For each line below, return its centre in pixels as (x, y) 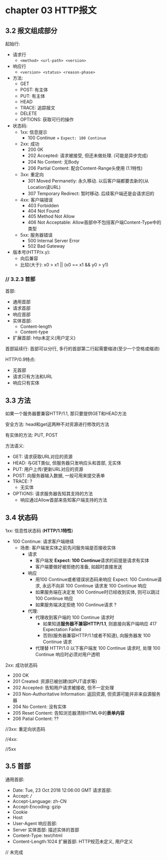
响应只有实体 (26, 383)
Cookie (20, 812)
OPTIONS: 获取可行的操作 (47, 119)
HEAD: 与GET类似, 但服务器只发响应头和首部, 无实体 (67, 463)
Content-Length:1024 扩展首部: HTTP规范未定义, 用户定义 (73, 841)
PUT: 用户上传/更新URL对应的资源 (48, 470)
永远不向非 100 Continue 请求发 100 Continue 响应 (94, 585)
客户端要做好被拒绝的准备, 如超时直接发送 (79, 566)
